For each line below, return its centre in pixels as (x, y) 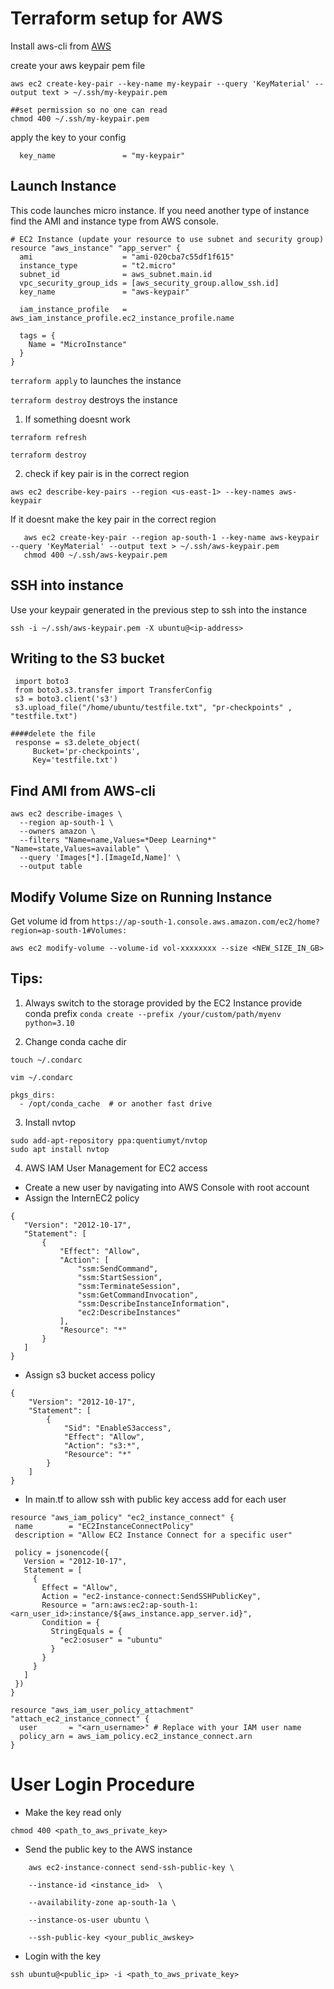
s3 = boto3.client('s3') (66, 699)
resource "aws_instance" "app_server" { (96, 248)
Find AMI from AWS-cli (83, 790)
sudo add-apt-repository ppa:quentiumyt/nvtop (109, 1140)
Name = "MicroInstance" (78, 344)
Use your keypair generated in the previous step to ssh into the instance (159, 609)
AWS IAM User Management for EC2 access (116, 1168)
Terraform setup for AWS (116, 18)
